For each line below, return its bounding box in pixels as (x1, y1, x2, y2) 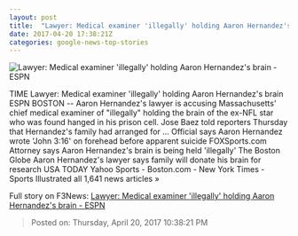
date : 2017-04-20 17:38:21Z (9, 29, 114, 38)
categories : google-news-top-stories (9, 37, 149, 47)
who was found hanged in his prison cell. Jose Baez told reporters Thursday (9, 117, 288, 128)
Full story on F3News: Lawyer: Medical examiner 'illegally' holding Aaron (9, 191, 275, 201)
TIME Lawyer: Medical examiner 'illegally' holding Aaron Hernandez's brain (9, 89, 284, 99)
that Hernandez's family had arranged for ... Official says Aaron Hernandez (9, 126, 283, 138)
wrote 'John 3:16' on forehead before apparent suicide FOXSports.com (9, 136, 268, 146)
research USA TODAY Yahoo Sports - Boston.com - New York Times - (9, 164, 265, 175)
